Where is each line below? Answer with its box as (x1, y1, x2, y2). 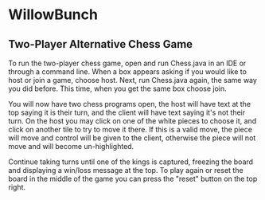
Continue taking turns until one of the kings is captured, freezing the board (8, 157, 253, 167)
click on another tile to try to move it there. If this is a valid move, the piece (8, 125, 253, 134)
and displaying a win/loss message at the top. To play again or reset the (8, 166, 244, 175)
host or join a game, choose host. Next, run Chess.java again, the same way (8, 76, 257, 84)
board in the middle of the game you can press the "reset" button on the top (8, 174, 258, 183)
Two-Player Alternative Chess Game (8, 37, 193, 51)
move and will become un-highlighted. (8, 142, 134, 151)
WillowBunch (8, 6, 98, 24)
